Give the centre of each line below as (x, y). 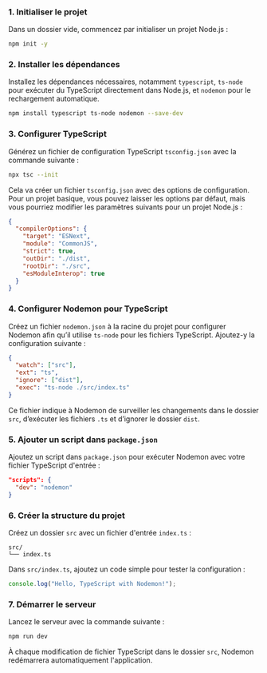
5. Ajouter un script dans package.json (83, 440)
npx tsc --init (33, 174)
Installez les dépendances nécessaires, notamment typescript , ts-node (126, 82)
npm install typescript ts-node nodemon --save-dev (96, 113)
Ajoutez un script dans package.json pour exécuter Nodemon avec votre (127, 457)
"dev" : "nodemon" (44, 487)
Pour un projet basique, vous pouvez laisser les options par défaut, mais (127, 198)
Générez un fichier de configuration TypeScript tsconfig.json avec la (122, 151)
